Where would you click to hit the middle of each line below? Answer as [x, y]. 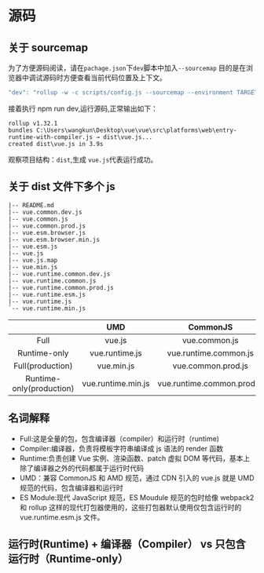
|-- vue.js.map [33, 260]
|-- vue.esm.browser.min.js [54, 239]
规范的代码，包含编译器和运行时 [71, 487]
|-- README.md [31, 205]
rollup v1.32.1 [33, 123]
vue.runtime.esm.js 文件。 [62, 517]
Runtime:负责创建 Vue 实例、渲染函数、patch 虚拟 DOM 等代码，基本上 [135, 458]
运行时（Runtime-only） [68, 558]
